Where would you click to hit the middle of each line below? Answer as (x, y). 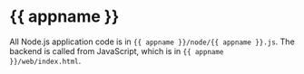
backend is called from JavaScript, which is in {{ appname (117, 51)
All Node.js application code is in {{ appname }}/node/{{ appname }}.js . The (152, 42)
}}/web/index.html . (45, 60)
